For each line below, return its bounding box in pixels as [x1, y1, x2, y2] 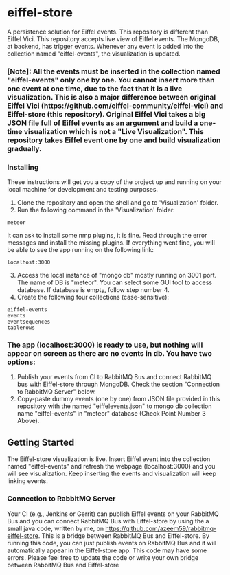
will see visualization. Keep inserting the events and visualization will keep [7, 469, 216, 478]
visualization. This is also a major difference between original [7, 92, 216, 102]
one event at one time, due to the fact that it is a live [7, 84, 183, 93]
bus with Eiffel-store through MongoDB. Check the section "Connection [16, 380, 220, 389]
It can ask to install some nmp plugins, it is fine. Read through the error [7, 232, 207, 240]
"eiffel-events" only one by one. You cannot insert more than [7, 75, 215, 84]
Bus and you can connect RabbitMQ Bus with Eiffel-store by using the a [7, 517, 209, 525]
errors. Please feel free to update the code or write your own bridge [7, 553, 199, 561]
